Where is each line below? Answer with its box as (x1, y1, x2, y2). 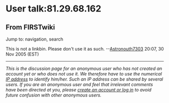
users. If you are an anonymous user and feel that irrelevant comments (6, 81, 153, 87)
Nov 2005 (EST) (6, 51, 39, 57)
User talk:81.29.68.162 (6, 3, 102, 14)
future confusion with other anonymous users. (6, 92, 102, 98)
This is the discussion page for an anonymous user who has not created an (6, 65, 162, 71)
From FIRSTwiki (6, 23, 55, 31)
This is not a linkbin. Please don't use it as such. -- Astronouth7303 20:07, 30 (6, 46, 164, 51)
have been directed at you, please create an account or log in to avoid (6, 87, 152, 92)
